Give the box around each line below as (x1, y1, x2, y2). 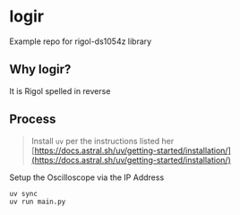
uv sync (9, 189, 39, 198)
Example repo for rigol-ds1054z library (9, 36, 152, 47)
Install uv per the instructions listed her (30, 135, 175, 146)
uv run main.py (9, 197, 66, 207)
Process (9, 112, 56, 127)
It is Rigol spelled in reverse (9, 85, 111, 96)
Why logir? (9, 62, 72, 77)
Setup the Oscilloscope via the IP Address (9, 172, 165, 183)
